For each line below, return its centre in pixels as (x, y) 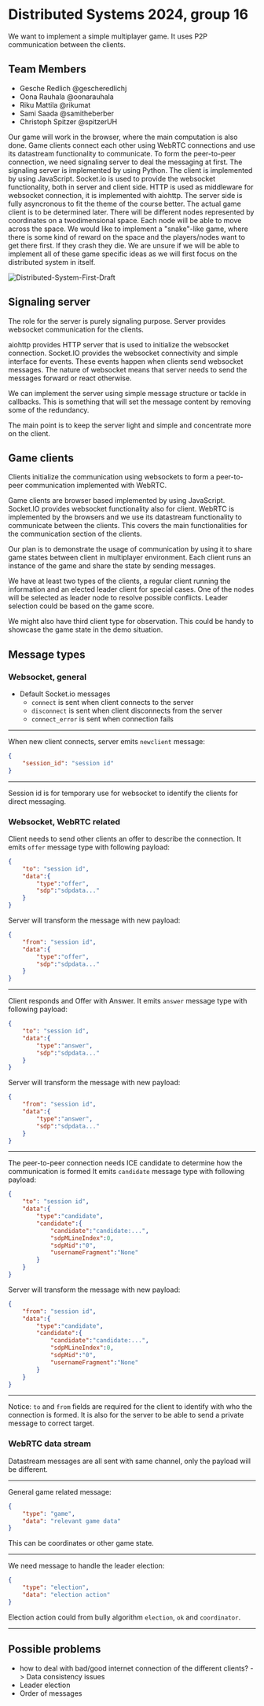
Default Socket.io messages (65, 694)
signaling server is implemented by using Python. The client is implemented (130, 170)
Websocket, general (48, 677)
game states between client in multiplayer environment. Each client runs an (130, 558)
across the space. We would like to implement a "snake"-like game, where (128, 229)
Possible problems (55, 1649)
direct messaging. (37, 801)
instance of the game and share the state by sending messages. (112, 566)
